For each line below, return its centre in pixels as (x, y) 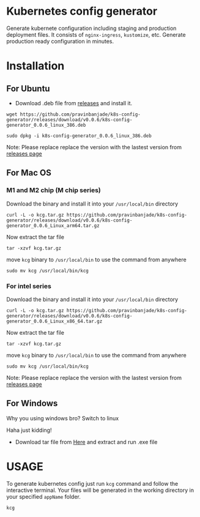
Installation (35, 66)
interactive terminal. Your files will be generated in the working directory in (100, 490)
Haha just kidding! (29, 430)
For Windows (32, 404)
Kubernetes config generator (82, 11)
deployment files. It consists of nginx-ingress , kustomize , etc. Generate (96, 34)
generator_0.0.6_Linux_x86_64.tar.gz (54, 321)
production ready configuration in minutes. (60, 41)
